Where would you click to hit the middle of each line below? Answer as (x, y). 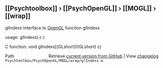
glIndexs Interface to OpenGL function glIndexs (53, 28)
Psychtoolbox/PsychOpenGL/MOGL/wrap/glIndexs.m (54, 61)
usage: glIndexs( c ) (25, 37)
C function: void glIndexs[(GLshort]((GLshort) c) (53, 47)
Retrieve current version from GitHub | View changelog (103, 56)
